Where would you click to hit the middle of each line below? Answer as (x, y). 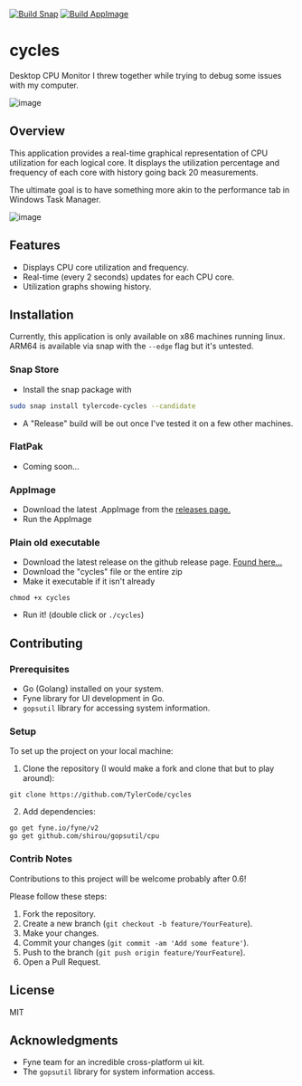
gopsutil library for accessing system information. (116, 708)
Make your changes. (61, 933)
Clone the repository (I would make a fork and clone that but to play (148, 768)
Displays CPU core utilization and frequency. (106, 267)
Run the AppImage (57, 519)
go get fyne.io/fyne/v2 (54, 828)
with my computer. (44, 85)
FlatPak (26, 446)
